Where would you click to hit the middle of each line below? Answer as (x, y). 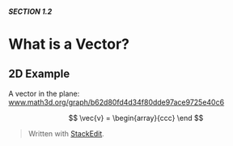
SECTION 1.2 (30, 11)
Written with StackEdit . (66, 133)
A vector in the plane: (44, 93)
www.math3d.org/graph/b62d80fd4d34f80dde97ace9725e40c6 (116, 102)
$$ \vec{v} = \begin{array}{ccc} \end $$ (136, 118)
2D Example (39, 74)
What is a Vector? (69, 44)
